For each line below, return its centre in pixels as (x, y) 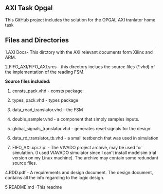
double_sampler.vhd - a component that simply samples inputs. (76, 119)
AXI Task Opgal (29, 8)
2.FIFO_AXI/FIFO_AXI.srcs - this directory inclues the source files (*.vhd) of (80, 67)
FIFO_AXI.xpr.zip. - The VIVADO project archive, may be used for (77, 147)
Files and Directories (37, 40)
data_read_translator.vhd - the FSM (47, 110)
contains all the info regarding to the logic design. (55, 177)
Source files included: (28, 81)
